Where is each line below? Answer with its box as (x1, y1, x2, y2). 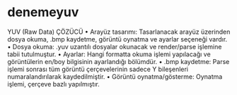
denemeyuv (7, 4, 79, 20)
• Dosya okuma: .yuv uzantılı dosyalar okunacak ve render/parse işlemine (7, 42, 222, 51)
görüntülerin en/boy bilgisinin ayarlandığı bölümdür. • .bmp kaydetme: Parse (7, 57, 230, 65)
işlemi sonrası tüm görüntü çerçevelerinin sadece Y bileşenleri (7, 65, 189, 73)
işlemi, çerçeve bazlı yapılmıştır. (7, 80, 100, 88)
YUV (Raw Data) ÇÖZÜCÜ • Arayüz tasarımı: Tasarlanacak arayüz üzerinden (7, 27, 231, 36)
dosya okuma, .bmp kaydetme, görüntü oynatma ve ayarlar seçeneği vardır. (7, 34, 228, 43)
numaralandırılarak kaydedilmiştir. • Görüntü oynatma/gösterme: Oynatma (7, 72, 223, 81)
